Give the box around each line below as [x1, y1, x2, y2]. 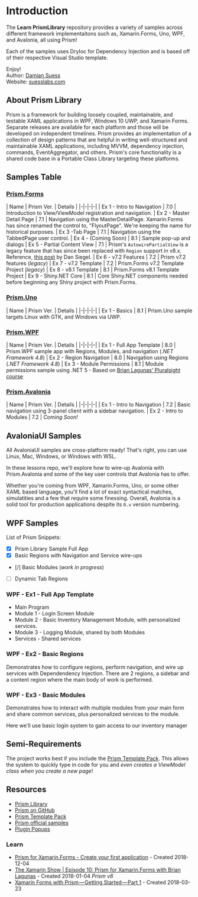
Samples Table [6, 172, 62, 182]
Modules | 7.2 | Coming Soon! [6, 414, 78, 421]
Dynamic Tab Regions [14, 575, 68, 582]
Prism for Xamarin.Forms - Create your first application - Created [14, 853, 173, 860]
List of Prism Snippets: [6, 534, 61, 541]
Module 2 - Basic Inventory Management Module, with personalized [14, 617, 180, 624]
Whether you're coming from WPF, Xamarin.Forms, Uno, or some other [6, 482, 179, 489]
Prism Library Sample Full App [14, 545, 89, 552]
